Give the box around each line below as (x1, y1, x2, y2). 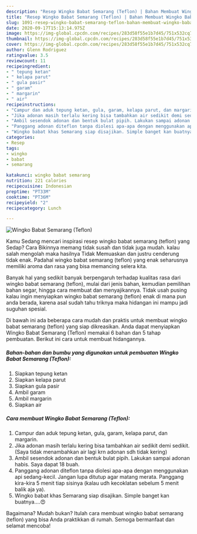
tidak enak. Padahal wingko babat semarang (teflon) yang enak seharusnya (6, 256, 189, 263)
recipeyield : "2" (6, 199, 49, 206)
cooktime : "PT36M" (6, 194, 51, 200)
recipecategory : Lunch (6, 205, 62, 211)
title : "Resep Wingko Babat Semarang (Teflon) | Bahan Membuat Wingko (6, 14, 182, 20)
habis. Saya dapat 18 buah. (14, 461, 80, 468)
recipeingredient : (6, 63, 51, 69)
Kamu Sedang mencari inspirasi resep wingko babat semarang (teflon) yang (6, 238, 190, 245)
